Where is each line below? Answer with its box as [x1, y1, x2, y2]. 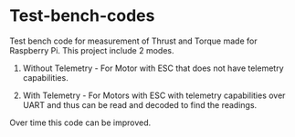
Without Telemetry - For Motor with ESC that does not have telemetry [22, 63, 284, 73]
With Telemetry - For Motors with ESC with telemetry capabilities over [22, 90, 286, 101]
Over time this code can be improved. [9, 117, 152, 128]
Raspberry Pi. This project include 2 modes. [9, 44, 174, 55]
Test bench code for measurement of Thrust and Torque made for [9, 35, 258, 46]
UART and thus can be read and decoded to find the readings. [22, 99, 258, 110]
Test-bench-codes [9, 5, 155, 26]
